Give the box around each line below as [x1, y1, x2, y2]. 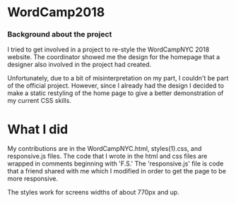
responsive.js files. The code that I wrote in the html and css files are [7, 152, 208, 161]
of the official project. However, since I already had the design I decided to [7, 82, 225, 90]
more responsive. [7, 174, 59, 183]
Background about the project [7, 30, 112, 39]
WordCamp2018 [7, 4, 105, 20]
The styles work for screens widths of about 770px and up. [7, 188, 179, 197]
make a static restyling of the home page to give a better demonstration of [7, 89, 224, 97]
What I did [7, 121, 69, 137]
